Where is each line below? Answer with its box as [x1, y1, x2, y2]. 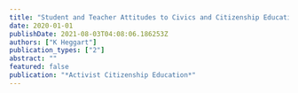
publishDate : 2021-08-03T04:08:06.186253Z [9, 29, 169, 38]
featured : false [9, 63, 69, 72]
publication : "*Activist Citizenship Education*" [9, 71, 197, 80]
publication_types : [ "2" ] [9, 46, 105, 55]
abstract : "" [9, 54, 58, 63]
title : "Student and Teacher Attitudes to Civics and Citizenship [9, 12, 260, 22]
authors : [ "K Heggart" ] [9, 37, 98, 47]
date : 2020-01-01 [9, 21, 74, 30]
